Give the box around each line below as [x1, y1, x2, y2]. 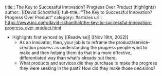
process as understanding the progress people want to [37, 45, 147, 50]
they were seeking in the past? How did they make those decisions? [19, 65, 156, 71]
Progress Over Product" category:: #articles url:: [5, 15, 102, 20]
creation [19, 45, 36, 50]
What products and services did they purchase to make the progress [19, 60, 157, 66]
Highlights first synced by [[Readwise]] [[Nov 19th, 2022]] [12, 34, 128, 40]
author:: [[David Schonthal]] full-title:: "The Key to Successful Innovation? [5, 9, 152, 15]
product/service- [116, 39, 150, 45]
